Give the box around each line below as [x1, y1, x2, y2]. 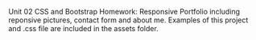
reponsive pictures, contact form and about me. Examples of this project [8, 15, 249, 25]
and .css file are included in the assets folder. [8, 24, 159, 33]
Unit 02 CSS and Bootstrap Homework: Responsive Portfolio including [8, 7, 240, 16]
